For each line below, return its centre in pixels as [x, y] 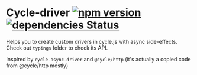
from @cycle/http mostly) [37, 66]
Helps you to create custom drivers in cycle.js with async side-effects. [92, 41]
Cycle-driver [38, 13]
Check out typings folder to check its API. [57, 48]
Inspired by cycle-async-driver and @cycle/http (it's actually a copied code [98, 59]
